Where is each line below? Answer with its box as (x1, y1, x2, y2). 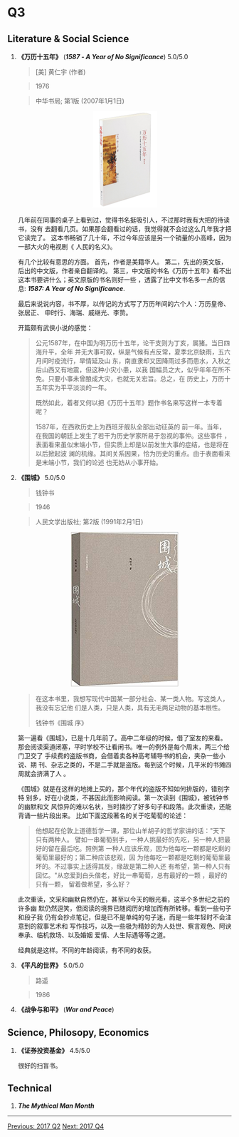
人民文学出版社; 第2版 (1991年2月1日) (35, 518, 144, 526)
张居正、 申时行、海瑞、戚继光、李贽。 (17, 308, 132, 317)
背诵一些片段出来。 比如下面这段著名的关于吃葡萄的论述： (17, 811, 188, 820)
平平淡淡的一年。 (60, 383, 111, 392)
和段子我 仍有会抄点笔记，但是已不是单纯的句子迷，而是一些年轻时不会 (17, 913, 225, 922)
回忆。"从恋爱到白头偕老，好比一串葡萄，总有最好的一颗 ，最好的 (35, 871, 228, 879)
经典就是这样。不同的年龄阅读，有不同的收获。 (17, 946, 155, 954)
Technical (7, 1082, 52, 1095)
